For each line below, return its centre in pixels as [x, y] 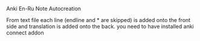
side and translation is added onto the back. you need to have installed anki [100, 26]
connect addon [25, 33]
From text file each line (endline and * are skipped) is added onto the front [98, 20]
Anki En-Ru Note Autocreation [44, 9]
